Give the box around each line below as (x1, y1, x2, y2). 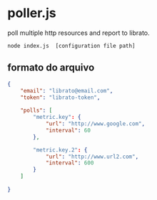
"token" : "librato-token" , (20, 94, 101, 101)
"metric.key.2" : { (33, 146, 88, 154)
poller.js (7, 5, 56, 21)
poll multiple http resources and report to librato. (7, 28, 150, 37)
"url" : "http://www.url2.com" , (45, 153, 139, 160)
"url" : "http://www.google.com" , (45, 120, 145, 127)
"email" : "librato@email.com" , (20, 87, 113, 94)
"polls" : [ (20, 107, 53, 115)
